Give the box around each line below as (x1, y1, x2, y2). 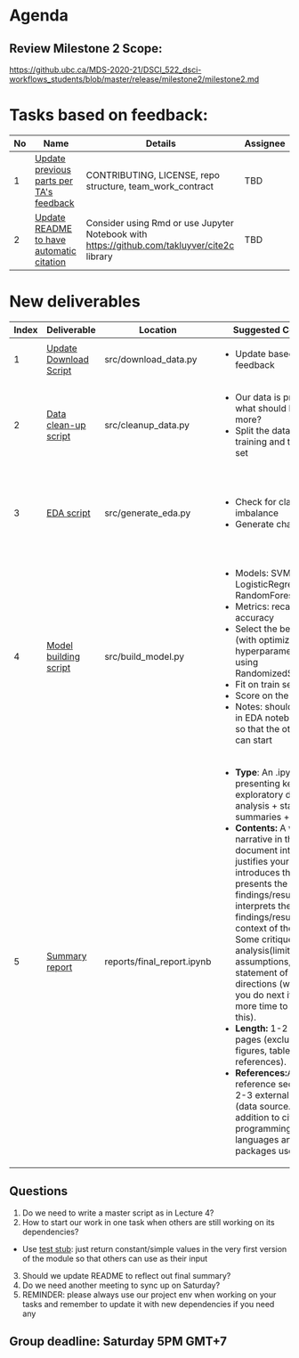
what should (235, 402, 287, 414)
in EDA (235, 712, 263, 724)
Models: (235, 566, 270, 579)
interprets (235, 899, 276, 912)
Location (139, 323, 177, 336)
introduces (235, 866, 280, 878)
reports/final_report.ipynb (104, 955, 212, 967)
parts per (35, 175, 74, 187)
